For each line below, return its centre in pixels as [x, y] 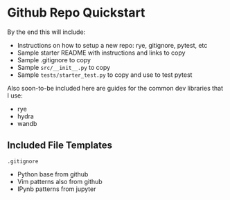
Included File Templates [60, 146]
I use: [15, 96]
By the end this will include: [46, 32]
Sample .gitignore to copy [54, 60]
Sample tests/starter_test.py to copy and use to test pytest [105, 75]
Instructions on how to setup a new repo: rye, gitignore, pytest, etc [112, 45]
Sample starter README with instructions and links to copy [101, 53]
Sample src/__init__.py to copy [64, 67]
